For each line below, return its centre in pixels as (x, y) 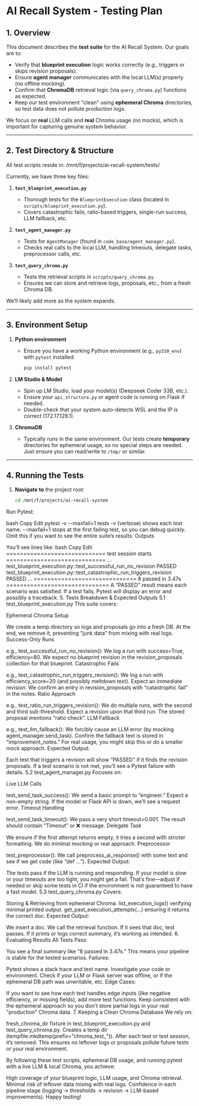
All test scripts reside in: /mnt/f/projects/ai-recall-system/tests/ (83, 165)
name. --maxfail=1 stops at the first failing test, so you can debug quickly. (96, 530)
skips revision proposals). (46, 71)
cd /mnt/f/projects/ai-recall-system (61, 501)
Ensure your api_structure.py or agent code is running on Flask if (104, 397)
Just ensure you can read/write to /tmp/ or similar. (85, 451)
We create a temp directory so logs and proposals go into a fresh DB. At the (98, 627)
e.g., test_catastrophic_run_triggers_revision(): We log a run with (85, 675)
